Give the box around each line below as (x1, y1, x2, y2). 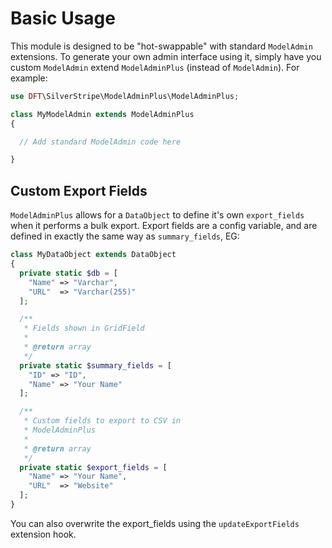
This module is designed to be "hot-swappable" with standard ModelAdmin (10, 40, 313, 52)
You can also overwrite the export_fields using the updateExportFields (10, 517, 300, 529)
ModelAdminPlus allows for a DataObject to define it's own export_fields (10, 209, 305, 221)
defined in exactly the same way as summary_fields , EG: (10, 230, 240, 242)
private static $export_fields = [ (19, 462, 168, 472)
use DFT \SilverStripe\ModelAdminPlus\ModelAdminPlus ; (10, 91, 240, 101)
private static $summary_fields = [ (19, 360, 172, 371)
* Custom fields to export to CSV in (23, 416, 182, 426)
